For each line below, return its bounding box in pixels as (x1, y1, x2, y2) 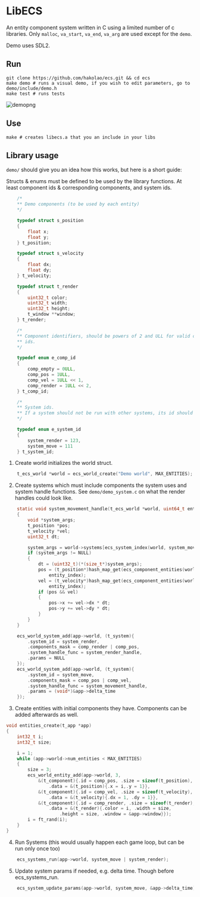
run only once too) (14, 844, 61, 852)
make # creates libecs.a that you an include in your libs (6, 134, 156, 140)
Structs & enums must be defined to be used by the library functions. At (6, 178, 182, 185)
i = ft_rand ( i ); (27, 816, 68, 823)
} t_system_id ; (17, 449, 55, 455)
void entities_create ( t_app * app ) (6, 723, 92, 729)
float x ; (27, 229, 49, 235)
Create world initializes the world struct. (14, 460, 113, 467)
